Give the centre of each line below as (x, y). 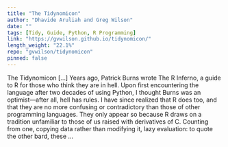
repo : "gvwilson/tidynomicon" (50, 52)
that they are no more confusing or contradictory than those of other (104, 106)
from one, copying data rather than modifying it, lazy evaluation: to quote (110, 128)
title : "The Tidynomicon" (44, 13)
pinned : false (27, 58)
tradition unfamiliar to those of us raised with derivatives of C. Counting (108, 122)
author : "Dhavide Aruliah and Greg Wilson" (70, 20)
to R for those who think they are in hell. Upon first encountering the (103, 85)
